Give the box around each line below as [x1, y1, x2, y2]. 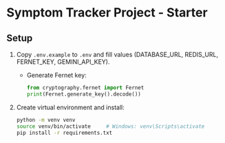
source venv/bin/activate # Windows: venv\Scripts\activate [16, 122, 205, 130]
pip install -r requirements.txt [16, 129, 113, 136]
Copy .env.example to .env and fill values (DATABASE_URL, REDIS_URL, [16, 50, 219, 58]
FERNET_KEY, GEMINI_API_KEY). [16, 58, 111, 66]
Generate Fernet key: [26, 71, 87, 79]
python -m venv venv [16, 116, 76, 123]
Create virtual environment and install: [16, 103, 125, 111]
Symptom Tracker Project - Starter [6, 5, 208, 21]
